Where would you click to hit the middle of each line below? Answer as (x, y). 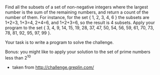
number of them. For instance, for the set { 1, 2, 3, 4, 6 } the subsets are (77, 17)
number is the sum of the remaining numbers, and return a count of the (77, 12)
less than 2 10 (18, 57)
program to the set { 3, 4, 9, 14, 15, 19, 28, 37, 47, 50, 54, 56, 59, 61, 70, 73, (80, 28)
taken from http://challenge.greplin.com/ (53, 67)
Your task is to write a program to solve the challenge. (59, 42)
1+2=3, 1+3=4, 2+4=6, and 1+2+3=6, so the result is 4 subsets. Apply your (80, 22)
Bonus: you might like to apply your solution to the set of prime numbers (78, 52)
